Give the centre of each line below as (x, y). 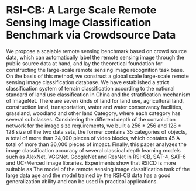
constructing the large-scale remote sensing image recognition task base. (95, 70)
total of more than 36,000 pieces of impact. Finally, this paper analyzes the (97, 144)
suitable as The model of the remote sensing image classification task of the (98, 169)
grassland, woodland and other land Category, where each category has (93, 113)
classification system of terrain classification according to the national (90, 88)
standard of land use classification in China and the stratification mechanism (98, 95)
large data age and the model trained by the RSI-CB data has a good (88, 175)
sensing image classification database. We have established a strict (87, 82)
